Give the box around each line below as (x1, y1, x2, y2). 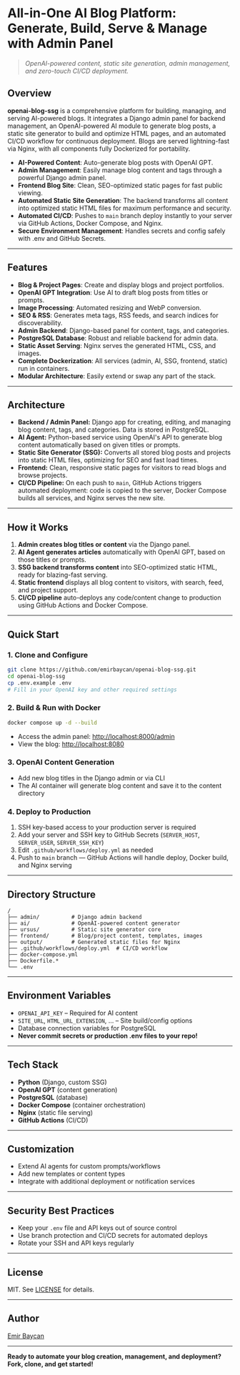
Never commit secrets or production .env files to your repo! (17, 1031, 198, 1040)
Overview (7, 87, 52, 99)
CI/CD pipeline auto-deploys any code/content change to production (17, 593, 221, 602)
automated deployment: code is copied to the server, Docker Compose (17, 486, 227, 495)
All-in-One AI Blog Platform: (7, 5, 177, 21)
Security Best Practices (7, 1204, 115, 1216)
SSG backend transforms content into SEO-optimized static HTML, (17, 563, 218, 572)
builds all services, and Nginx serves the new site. (17, 494, 166, 502)
